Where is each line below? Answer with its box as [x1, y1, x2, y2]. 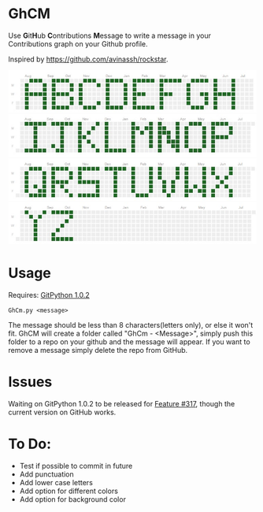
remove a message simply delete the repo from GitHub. [8, 345, 188, 354]
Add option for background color [19, 494, 126, 504]
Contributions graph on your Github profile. [8, 39, 148, 48]
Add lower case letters [19, 477, 93, 487]
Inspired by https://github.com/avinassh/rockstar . [8, 54, 169, 64]
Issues [8, 373, 53, 391]
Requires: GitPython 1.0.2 [8, 290, 91, 299]
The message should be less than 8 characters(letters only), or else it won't [8, 320, 254, 329]
